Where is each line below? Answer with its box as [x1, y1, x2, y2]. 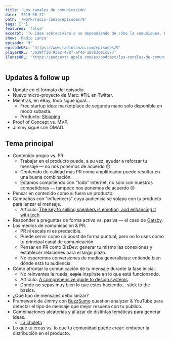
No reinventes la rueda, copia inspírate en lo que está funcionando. [20, 271, 160, 277]
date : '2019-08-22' [5, 12, 47, 17]
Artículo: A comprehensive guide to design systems [20, 277, 128, 282]
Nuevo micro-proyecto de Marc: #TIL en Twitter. [12, 92, 113, 98]
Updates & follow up [5, 73, 70, 82]
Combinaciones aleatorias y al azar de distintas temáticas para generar [12, 309, 161, 315]
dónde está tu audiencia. [20, 260, 72, 266]
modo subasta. [20, 108, 52, 115]
